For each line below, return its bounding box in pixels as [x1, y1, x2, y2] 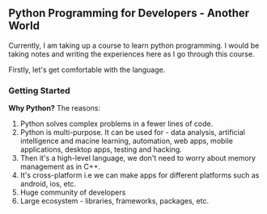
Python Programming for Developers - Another [8, 6, 250, 20]
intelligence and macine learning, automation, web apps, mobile [19, 136, 233, 146]
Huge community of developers [19, 187, 126, 197]
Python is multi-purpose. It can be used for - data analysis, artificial [19, 128, 245, 137]
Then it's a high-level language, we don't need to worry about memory [19, 153, 256, 163]
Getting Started [8, 85, 70, 96]
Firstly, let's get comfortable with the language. [8, 65, 166, 74]
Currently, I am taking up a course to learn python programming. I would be [8, 40, 260, 50]
